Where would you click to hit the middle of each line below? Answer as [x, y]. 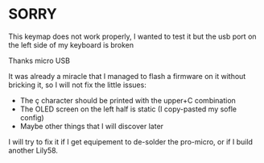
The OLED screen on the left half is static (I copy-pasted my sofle [128, 109]
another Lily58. [33, 150]
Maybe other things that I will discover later [91, 126]
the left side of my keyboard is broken [71, 44]
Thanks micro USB [39, 61]
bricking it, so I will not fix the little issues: [77, 85]
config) [32, 117]
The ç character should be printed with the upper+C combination [128, 100]
